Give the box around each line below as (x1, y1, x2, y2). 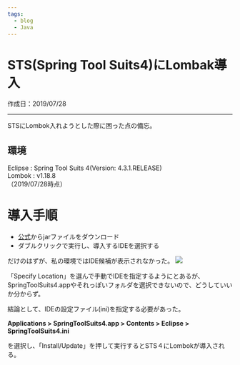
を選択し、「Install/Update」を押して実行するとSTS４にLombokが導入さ (7, 341, 219, 350)
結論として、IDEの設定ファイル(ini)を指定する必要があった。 (7, 305, 185, 314)
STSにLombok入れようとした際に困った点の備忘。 (7, 121, 156, 130)
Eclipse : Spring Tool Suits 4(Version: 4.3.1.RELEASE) (7, 164, 162, 172)
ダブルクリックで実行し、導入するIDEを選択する (17, 241, 160, 250)
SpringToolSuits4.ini (7, 326, 70, 336)
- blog (14, 17, 34, 24)
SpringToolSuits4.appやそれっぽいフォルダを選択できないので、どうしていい (7, 281, 233, 289)
